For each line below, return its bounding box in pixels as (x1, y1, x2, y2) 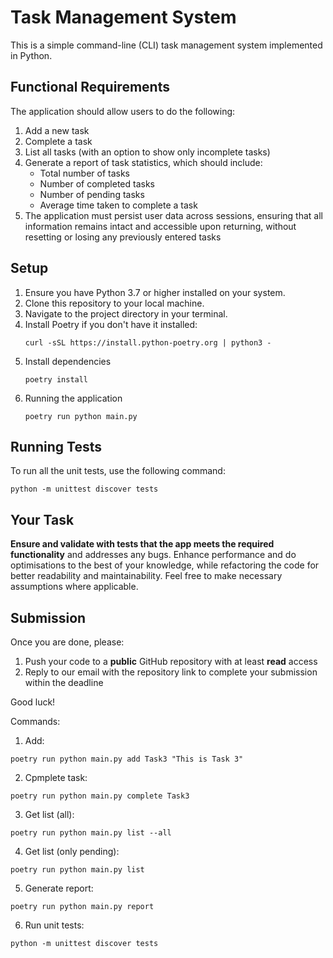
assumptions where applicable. (10, 581, 139, 593)
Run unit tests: (24, 919, 85, 931)
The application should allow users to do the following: (10, 105, 236, 117)
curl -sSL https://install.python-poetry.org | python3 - (24, 337, 272, 348)
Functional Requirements (10, 79, 170, 96)
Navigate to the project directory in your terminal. (24, 307, 228, 320)
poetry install (24, 374, 89, 385)
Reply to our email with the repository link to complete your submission (24, 666, 318, 678)
